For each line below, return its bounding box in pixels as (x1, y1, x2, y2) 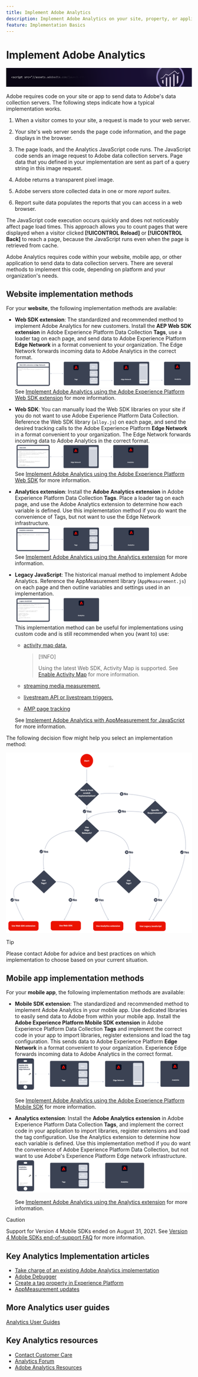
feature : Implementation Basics (6, 22, 85, 28)
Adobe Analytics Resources (14, 1363, 82, 1371)
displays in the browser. (14, 134, 72, 141)
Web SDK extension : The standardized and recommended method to (14, 316, 184, 323)
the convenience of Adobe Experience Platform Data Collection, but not (14, 1146, 189, 1153)
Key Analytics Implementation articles (6, 1251, 150, 1261)
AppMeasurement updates (14, 1285, 80, 1293)
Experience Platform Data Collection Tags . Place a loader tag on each (14, 494, 184, 502)
